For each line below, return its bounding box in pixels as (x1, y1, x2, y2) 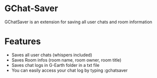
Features (4, 36, 41, 47)
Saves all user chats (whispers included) (11, 52, 92, 58)
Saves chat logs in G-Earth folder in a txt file (11, 62, 100, 68)
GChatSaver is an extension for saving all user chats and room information (4, 19, 153, 25)
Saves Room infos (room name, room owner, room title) (11, 57, 122, 63)
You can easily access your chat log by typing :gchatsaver (11, 67, 128, 73)
